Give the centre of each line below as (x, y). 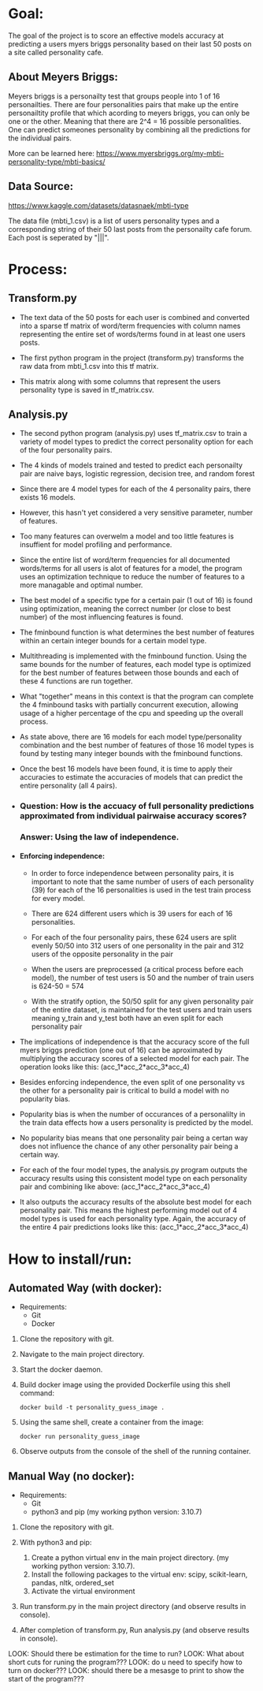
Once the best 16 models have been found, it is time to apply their (126, 769)
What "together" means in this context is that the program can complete (137, 697)
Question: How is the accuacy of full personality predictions (137, 806)
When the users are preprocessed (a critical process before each (137, 970)
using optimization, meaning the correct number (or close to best (125, 609)
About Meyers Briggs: (63, 77)
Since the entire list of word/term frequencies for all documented (125, 560)
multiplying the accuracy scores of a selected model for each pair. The (134, 1059)
